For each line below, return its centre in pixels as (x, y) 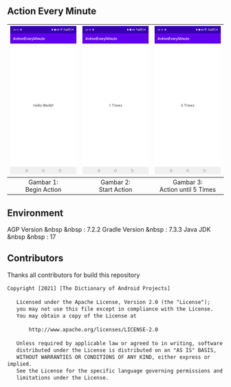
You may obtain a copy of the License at (76, 316)
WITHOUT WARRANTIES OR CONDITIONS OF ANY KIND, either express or (113, 357)
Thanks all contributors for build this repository (74, 275)
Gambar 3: (188, 182)
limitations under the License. (63, 377)
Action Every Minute (52, 11)
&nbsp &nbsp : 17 (32, 236)
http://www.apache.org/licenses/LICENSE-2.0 (93, 329)
